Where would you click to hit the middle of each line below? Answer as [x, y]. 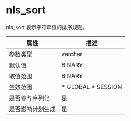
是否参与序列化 [30, 98]
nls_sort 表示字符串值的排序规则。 [47, 27]
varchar [72, 54]
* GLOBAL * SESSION [92, 87]
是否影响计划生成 [33, 109]
